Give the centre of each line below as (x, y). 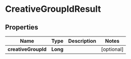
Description (82, 41)
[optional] (112, 49)
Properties (22, 27)
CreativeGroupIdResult (53, 9)
